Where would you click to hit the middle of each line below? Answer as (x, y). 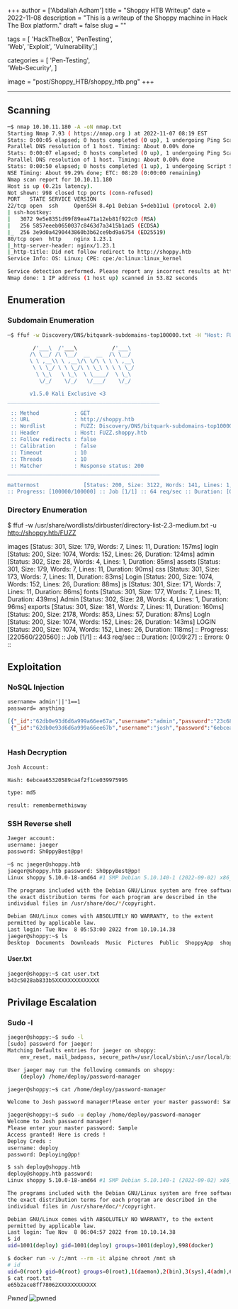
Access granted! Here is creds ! (57, 1135)
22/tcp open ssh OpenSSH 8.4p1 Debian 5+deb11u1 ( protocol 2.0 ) (112, 206)
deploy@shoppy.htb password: (50, 1174)
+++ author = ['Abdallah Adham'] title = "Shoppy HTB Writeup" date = (109, 10)
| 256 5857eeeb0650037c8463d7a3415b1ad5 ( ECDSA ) (84, 225)
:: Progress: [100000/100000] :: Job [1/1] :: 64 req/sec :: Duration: (115, 492)
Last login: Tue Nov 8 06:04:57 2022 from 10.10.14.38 (91, 1232)
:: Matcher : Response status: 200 (77, 466)
